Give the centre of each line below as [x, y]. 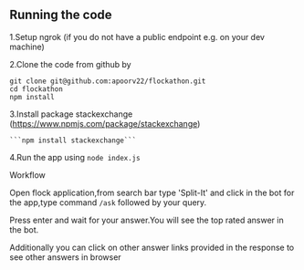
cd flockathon [37, 89]
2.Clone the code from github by [70, 64]
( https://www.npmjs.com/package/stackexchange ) [105, 123]
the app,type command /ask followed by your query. [108, 202]
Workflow [27, 175]
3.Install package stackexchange [71, 114]
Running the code [61, 15]
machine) [27, 47]
